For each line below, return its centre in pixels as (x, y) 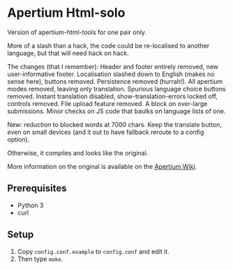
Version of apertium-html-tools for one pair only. (77, 32)
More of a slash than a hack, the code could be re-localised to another (108, 45)
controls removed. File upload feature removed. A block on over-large (107, 103)
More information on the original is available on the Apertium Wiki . (102, 166)
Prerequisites (37, 189)
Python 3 (30, 205)
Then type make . (40, 259)
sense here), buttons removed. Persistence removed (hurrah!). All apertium (115, 81)
